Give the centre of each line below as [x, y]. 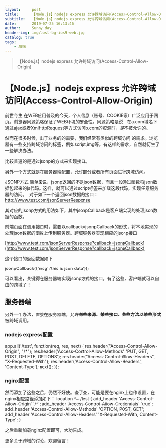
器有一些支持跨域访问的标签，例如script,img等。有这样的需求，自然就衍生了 [82, 144]
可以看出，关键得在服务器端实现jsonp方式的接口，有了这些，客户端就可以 [80, 278]
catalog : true [20, 38]
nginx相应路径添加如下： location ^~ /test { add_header [62, 398]
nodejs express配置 [29, 335]
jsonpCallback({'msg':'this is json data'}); [47, 268]
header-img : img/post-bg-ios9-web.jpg [45, 33]
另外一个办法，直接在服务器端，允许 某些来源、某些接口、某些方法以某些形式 [83, 314]
